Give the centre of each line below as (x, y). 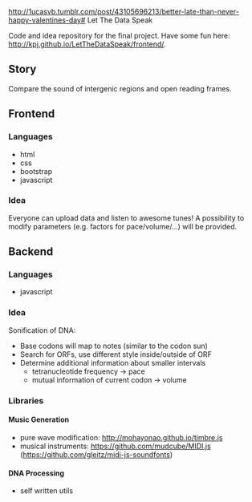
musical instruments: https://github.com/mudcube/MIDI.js (115, 446)
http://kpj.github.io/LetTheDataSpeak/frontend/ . (87, 44)
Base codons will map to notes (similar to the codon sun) (114, 346)
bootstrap (36, 171)
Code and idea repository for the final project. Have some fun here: (119, 36)
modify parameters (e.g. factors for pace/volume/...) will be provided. (123, 226)
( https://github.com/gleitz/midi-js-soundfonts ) (96, 454)
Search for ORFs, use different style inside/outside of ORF (116, 354)
